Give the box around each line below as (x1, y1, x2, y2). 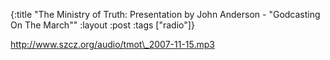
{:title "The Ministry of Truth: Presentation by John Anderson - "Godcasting (10, 9, 321, 20)
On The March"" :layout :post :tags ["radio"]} (10, 19, 195, 31)
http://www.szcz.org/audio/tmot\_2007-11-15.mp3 (10, 39, 215, 50)
